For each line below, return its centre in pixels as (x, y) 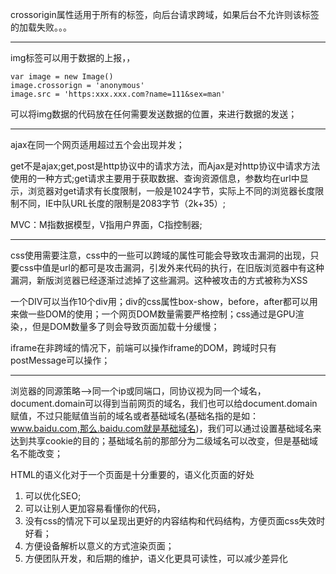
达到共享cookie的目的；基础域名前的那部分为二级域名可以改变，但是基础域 (164, 441)
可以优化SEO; (53, 496)
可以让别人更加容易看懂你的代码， (95, 508)
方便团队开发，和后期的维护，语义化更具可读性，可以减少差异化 (156, 558)
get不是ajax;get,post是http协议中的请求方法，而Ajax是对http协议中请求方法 (165, 166)
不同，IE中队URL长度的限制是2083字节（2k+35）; (122, 203)
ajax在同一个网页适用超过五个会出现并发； (97, 144)
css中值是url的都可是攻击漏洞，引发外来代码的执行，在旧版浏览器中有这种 (171, 267)
